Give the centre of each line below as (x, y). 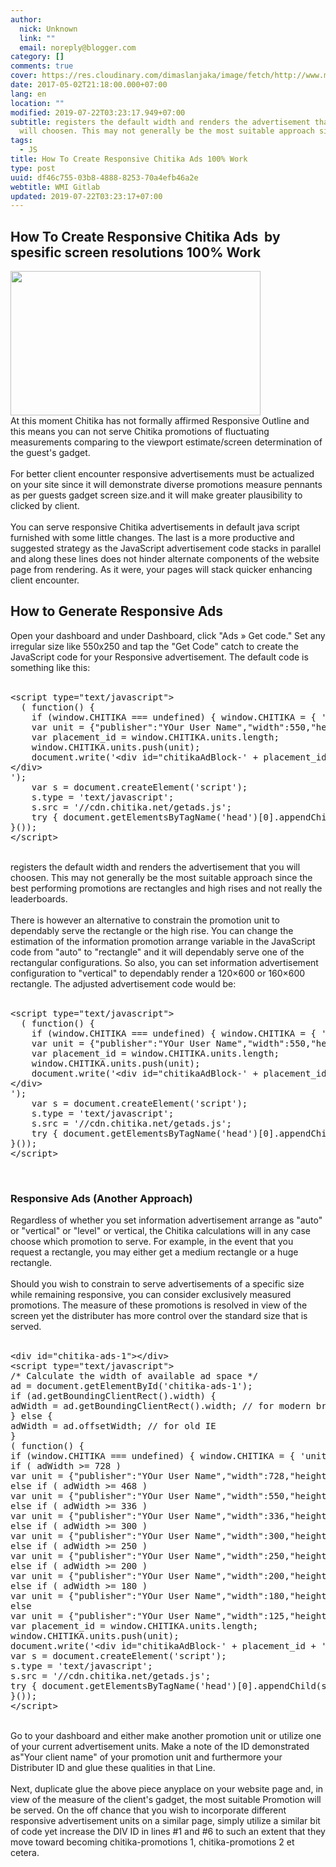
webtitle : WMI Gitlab (55, 187)
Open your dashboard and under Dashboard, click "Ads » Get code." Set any (168, 635)
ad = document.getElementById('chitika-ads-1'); (131, 1386)
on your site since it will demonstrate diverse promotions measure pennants (166, 485)
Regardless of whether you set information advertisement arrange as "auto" (166, 1220)
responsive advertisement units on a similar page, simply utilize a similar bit (165, 1821)
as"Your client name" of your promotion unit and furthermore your (146, 1757)
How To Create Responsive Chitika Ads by (145, 236)
